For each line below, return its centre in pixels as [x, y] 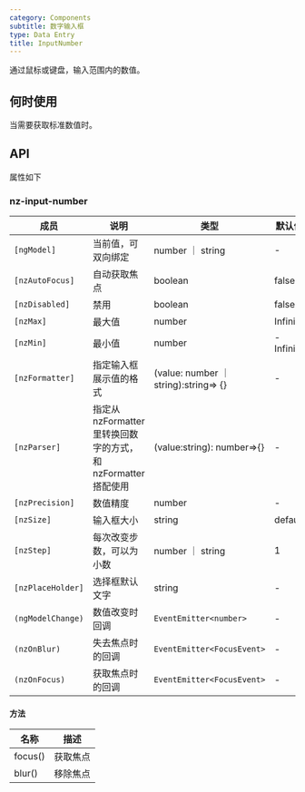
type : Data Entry [42, 34]
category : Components [50, 18]
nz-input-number [49, 200]
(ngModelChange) [49, 619]
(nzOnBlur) [37, 649]
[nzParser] [37, 447]
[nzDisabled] [42, 304]
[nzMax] [30, 322]
